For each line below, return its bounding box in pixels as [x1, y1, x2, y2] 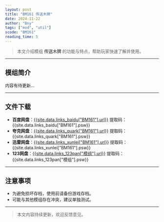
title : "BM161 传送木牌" [5, 12, 53, 17]
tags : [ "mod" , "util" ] [5, 25, 51, 30]
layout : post [5, 7, 32, 12]
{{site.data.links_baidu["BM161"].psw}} [12, 122, 90, 128]
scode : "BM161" [5, 30, 36, 35]
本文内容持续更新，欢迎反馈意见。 [17, 212, 86, 218]
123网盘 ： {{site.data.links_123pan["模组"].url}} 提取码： [12, 150, 124, 156]
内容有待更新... [5, 82, 35, 88]
